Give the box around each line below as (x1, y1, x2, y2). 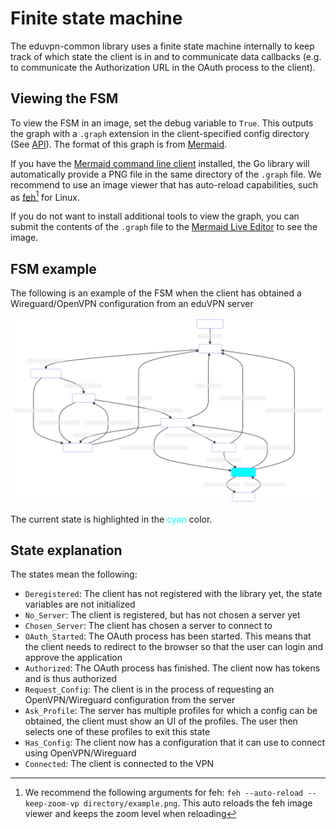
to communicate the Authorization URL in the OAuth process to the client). (10, 61, 316, 73)
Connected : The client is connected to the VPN (24, 758, 215, 770)
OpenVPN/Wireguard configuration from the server (24, 694, 236, 706)
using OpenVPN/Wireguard (24, 747, 137, 759)
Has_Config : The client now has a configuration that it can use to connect (24, 737, 325, 749)
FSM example (10, 260, 97, 277)
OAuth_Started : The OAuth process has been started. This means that (24, 630, 312, 642)
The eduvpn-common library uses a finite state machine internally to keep (10, 40, 315, 52)
